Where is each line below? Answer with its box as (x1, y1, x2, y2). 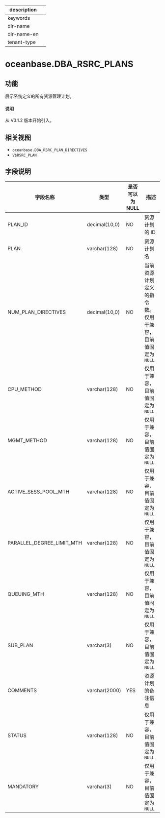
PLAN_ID (7, 221, 28, 228)
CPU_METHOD (7, 386, 42, 392)
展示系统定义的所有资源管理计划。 (5, 93, 74, 99)
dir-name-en (7, 31, 39, 38)
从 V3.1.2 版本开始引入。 (5, 117, 54, 123)
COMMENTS (7, 687, 37, 694)
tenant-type (7, 39, 36, 45)
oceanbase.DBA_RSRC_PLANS (5, 59, 134, 70)
